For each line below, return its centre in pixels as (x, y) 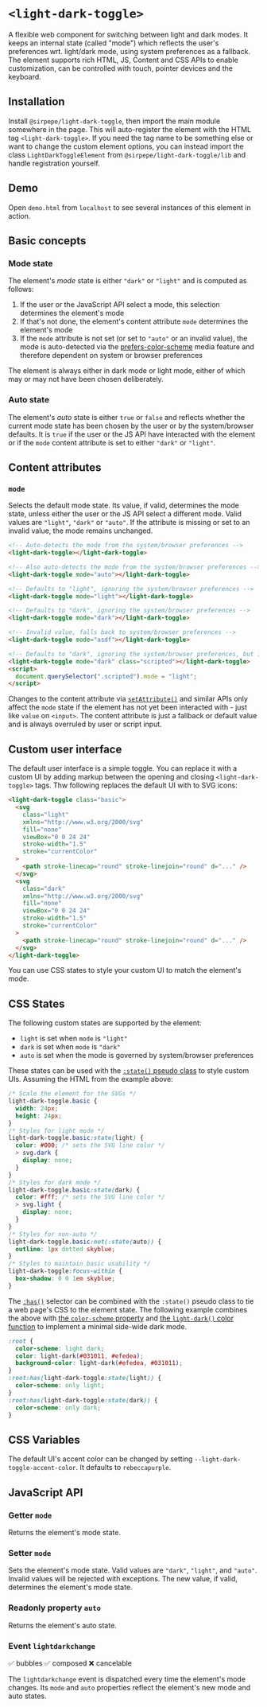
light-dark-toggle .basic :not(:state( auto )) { (85, 1242)
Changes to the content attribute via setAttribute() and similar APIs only (128, 699)
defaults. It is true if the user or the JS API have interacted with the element (132, 434)
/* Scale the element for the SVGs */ (72, 1094)
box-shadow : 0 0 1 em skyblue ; (65, 1279)
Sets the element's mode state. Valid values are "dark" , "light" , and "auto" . (133, 1570)
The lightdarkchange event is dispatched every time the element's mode (127, 1679)
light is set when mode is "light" (74, 1038)
